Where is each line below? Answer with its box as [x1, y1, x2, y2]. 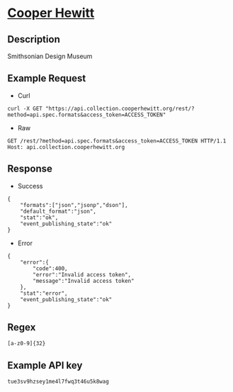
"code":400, [33, 264, 69, 272]
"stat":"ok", [20, 214, 59, 221]
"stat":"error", [20, 289, 69, 297]
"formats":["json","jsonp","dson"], [20, 201, 129, 208]
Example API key [7, 359, 83, 371]
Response [7, 163, 53, 175]
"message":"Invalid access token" [33, 277, 135, 284]
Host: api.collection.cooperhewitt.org [7, 143, 125, 150]
